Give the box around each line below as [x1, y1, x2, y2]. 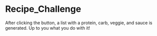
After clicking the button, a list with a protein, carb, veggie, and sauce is [5, 20, 153, 26]
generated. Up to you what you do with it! [5, 25, 91, 31]
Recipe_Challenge [5, 3, 81, 15]
